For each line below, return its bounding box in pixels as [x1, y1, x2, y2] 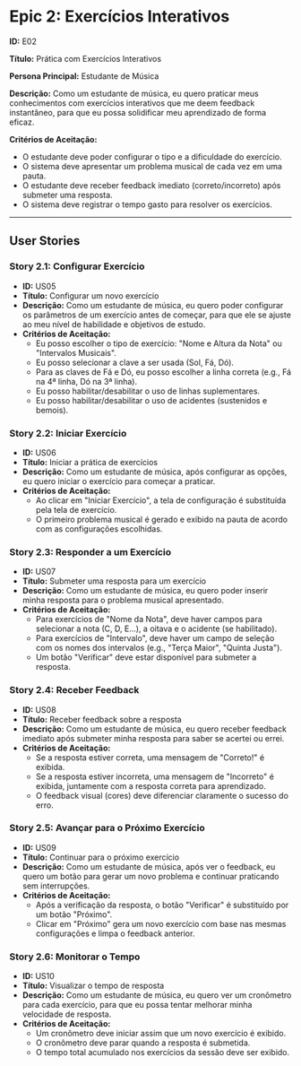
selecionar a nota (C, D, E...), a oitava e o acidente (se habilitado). [35, 623, 278, 634]
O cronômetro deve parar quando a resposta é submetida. [35, 1037, 251, 1048]
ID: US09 [21, 842, 56, 853]
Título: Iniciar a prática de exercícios [21, 456, 159, 467]
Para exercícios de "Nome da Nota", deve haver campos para [35, 614, 262, 625]
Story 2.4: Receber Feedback [9, 684, 140, 697]
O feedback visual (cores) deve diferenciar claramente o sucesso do [35, 790, 289, 801]
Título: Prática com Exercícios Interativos [9, 53, 162, 64]
